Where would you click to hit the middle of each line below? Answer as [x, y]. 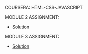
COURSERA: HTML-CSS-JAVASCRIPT [44, 7]
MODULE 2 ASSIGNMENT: [32, 17]
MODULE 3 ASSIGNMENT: [32, 37]
